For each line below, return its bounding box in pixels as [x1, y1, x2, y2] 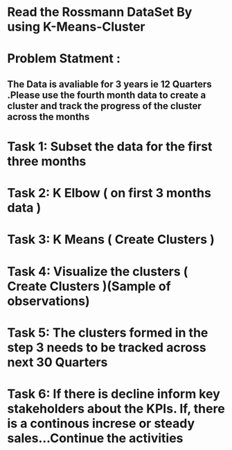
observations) [7, 293, 90, 309]
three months [7, 153, 87, 169]
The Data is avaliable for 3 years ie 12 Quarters [7, 78, 213, 90]
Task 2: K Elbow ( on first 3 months [7, 185, 211, 201]
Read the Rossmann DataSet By [7, 4, 193, 20]
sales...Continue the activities [7, 430, 184, 446]
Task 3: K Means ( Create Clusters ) [7, 232, 215, 247]
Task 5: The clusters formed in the [7, 324, 208, 340]
